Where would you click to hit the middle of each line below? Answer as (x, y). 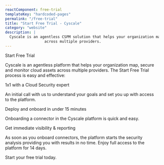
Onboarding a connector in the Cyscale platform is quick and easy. (72, 118)
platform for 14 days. (26, 148)
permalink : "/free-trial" (31, 19)
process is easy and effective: (35, 75)
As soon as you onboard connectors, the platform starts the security (74, 137)
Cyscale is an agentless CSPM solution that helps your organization (82, 37)
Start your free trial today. (31, 157)
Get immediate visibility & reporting (40, 128)
